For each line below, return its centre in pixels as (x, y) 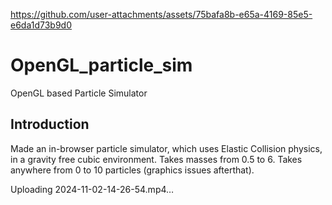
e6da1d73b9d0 (41, 25)
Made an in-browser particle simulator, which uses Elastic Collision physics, (166, 148)
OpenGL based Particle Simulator (79, 93)
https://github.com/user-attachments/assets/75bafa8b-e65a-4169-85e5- (161, 14)
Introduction (50, 124)
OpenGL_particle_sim (101, 65)
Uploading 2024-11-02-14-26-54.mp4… (92, 189)
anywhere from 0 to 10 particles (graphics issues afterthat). (132, 170)
